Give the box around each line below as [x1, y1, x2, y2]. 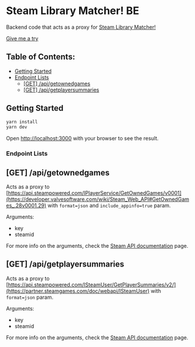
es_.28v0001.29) [6, 202, 47, 209]
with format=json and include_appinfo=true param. [47, 202, 171, 209]
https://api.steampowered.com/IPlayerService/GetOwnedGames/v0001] [8, 190, 182, 197]
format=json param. [6, 294, 54, 301]
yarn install [6, 119, 38, 124]
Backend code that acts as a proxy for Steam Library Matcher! [6, 23, 156, 31]
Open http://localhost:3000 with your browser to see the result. [6, 135, 159, 142]
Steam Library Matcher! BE [6, 4, 139, 18]
